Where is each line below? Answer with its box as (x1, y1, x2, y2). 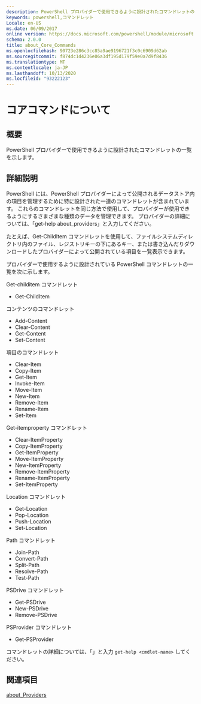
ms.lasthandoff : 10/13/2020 (6, 70, 77, 76)
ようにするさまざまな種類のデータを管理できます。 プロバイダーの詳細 (11, 212, 185, 220)
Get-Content (14, 329, 46, 337)
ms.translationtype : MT (6, 59, 66, 65)
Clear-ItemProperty (14, 436, 63, 443)
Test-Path (14, 574, 39, 581)
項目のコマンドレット (6, 349, 59, 356)
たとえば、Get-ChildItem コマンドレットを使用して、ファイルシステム (6, 232, 178, 240)
